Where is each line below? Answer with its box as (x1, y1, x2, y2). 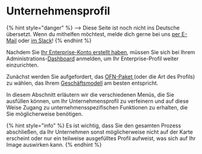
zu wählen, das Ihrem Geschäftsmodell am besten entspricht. (6, 79, 159, 87)
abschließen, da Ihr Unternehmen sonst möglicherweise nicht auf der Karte (6, 128, 193, 135)
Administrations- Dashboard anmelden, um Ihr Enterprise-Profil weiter (6, 55, 179, 62)
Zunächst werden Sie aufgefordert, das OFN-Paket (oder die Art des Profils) (6, 73, 195, 80)
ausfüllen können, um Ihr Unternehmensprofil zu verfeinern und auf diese (6, 97, 189, 105)
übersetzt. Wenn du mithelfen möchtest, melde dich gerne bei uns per (6, 30, 181, 37)
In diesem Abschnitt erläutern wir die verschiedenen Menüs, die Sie (6, 91, 175, 98)
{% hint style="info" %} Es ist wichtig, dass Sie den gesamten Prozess (6, 122, 181, 129)
